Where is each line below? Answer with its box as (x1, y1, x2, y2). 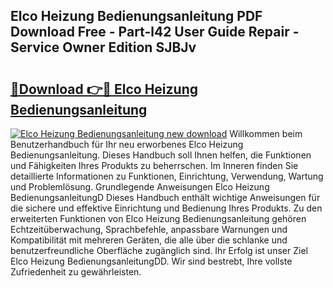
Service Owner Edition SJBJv (10, 39, 197, 56)
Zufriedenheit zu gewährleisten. (10, 266, 142, 278)
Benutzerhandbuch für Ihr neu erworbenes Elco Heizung (10, 139, 244, 150)
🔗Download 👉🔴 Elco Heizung (10, 80, 199, 98)
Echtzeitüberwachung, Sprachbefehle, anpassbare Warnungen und (10, 224, 288, 235)
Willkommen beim (229, 128, 303, 139)
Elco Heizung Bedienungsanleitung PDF (10, 8, 263, 25)
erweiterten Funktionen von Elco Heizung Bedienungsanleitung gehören (10, 213, 307, 224)
